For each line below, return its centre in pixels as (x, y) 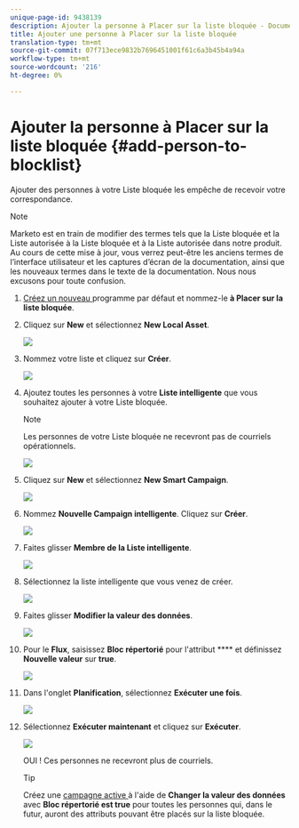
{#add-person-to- (179, 145)
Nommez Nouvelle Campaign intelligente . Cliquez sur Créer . (135, 513)
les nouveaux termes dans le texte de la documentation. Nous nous (133, 271)
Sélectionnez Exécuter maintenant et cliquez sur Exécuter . (132, 727)
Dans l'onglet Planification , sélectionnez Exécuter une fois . (133, 692)
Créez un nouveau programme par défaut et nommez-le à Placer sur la (153, 298)
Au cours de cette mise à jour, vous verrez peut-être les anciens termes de (147, 252)
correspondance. (42, 199)
